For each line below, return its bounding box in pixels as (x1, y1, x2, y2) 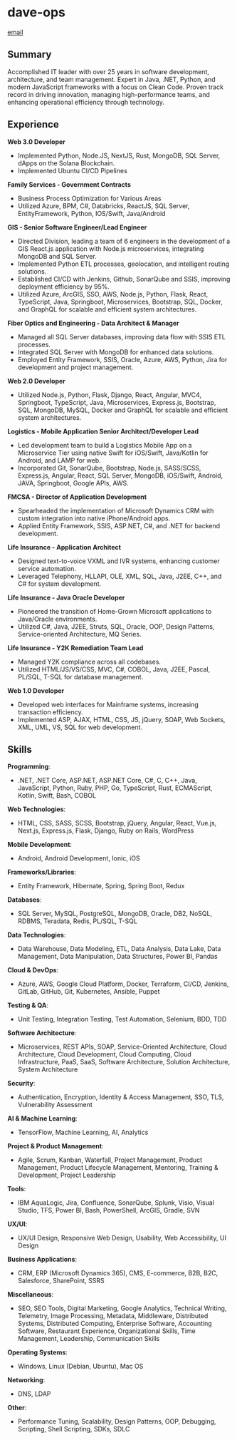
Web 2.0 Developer (7, 376, 66, 385)
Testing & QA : (7, 1001, 48, 1009)
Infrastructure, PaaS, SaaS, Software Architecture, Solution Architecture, (17, 1058, 230, 1066)
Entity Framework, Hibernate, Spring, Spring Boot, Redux (17, 882, 185, 890)
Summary (7, 48, 52, 61)
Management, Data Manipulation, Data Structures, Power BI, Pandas (17, 952, 218, 961)
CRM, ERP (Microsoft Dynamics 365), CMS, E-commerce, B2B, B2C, (17, 1269, 218, 1277)
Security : (7, 1079, 36, 1088)
